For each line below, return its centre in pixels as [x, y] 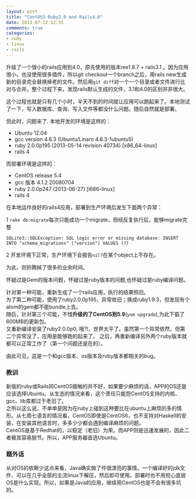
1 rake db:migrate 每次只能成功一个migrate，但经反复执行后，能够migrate [94, 220]
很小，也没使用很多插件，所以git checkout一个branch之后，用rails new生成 [96, 74]
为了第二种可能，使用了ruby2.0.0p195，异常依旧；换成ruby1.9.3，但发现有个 [98, 299]
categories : [20, 33]
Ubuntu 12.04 [31, 133]
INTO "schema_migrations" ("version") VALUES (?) [68, 243]
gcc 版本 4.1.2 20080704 [44, 182]
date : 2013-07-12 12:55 [35, 22]
